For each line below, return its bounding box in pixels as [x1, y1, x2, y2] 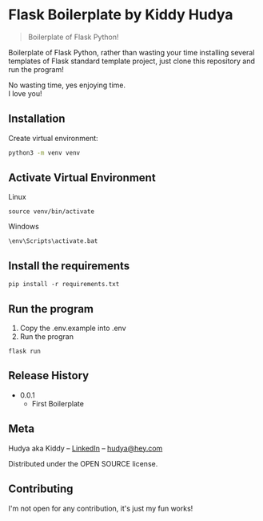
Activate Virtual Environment [8, 171, 156, 185]
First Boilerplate [31, 398, 84, 408]
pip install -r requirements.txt [8, 281, 120, 289]
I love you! [8, 88, 42, 98]
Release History [8, 369, 90, 382]
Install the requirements [8, 259, 130, 273]
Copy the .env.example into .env [19, 323, 126, 333]
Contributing [8, 483, 74, 496]
